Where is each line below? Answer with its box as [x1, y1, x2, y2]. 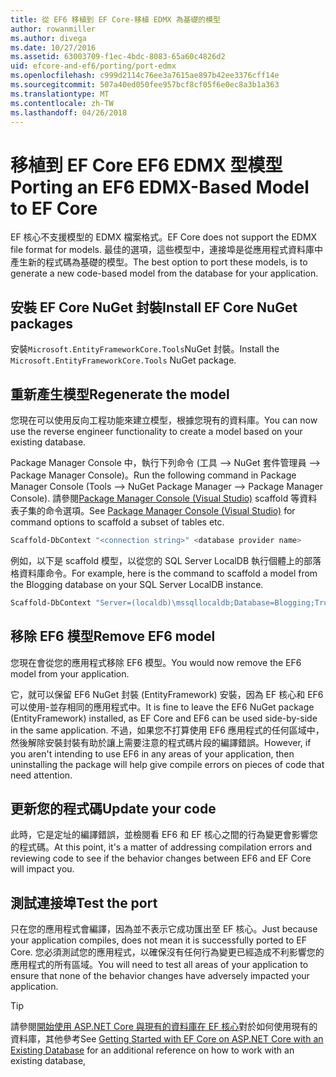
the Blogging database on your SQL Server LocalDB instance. [10, 578, 264, 590]
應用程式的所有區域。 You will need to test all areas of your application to [10, 959, 309, 971]
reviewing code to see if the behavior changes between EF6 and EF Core [10, 852, 312, 865]
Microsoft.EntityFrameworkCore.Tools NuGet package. [10, 354, 237, 366]
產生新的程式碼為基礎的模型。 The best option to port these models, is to [10, 256, 308, 268]
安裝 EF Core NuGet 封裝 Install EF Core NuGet [10, 299, 298, 316]
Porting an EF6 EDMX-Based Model [10, 176, 310, 198]
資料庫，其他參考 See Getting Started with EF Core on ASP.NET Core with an [10, 1033, 324, 1045]
